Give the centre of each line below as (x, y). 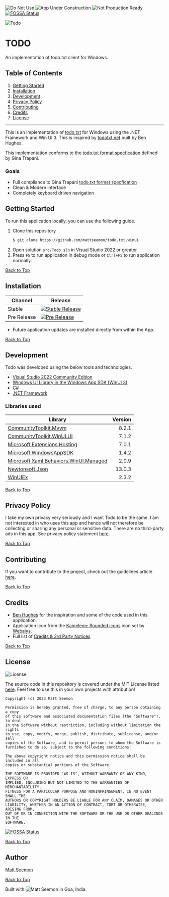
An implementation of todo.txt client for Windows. (57, 57)
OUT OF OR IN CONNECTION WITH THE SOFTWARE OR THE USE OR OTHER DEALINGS (84, 814)
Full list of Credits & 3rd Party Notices (51, 636)
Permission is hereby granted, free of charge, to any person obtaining (83, 707)
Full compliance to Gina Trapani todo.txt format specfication (75, 182)
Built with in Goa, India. (46, 889)
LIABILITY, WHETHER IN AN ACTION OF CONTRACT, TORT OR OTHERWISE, (76, 805)
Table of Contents (34, 73)
